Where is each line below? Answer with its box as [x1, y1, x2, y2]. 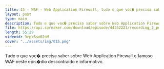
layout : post [5, 12, 32, 17]
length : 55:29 [5, 30, 34, 35]
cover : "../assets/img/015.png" [5, 39, 71, 44]
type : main [5, 16, 27, 21]
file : [5, 25, 16, 30]
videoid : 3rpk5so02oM [5, 35, 49, 40]
